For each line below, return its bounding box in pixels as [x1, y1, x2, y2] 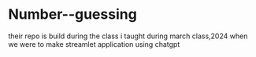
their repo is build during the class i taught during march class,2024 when [8, 31, 248, 41]
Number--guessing [8, 5, 138, 23]
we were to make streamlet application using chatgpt [8, 39, 180, 48]
